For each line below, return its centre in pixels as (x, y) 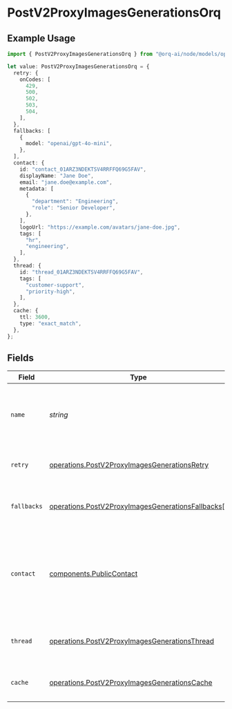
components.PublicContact (94, 574)
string (59, 415)
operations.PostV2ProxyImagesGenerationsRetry (129, 465)
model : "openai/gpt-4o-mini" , (69, 144)
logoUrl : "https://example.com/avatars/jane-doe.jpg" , (100, 227)
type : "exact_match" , (50, 323)
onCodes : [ (35, 79)
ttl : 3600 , (35, 317)
